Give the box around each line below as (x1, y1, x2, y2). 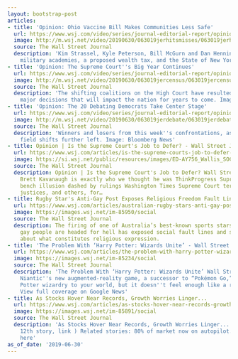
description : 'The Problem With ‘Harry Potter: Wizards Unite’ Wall (13, 268, 220, 275)
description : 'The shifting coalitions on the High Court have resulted (13, 90, 233, 97)
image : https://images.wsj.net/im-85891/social (13, 308, 157, 315)
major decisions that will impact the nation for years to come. (20, 97, 217, 104)
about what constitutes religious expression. (20, 235, 160, 242)
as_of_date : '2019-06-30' (7, 341, 84, 348)
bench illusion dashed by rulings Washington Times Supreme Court (20, 182, 220, 189)
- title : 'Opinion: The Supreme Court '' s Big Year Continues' (7, 63, 195, 70)
